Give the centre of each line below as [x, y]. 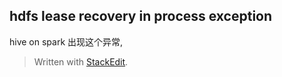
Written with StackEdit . [81, 61]
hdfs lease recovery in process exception [141, 16]
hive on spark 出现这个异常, [66, 41]
